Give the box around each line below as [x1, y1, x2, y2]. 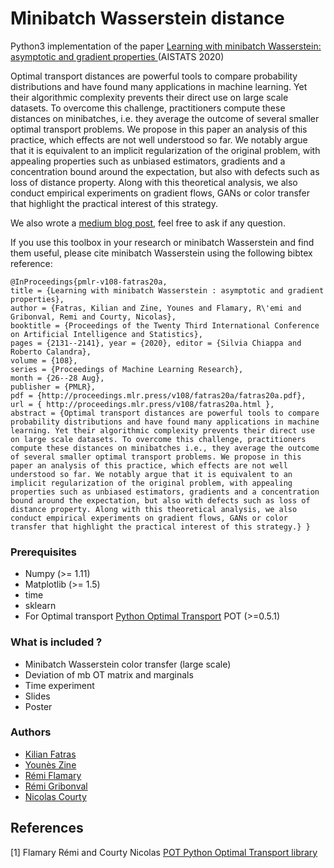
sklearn [24, 600, 57, 612]
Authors [10, 725, 52, 739]
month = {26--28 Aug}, [10, 373, 105, 383]
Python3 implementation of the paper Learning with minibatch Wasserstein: [10, 40, 322, 52]
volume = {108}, [10, 355, 78, 366]
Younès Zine [24, 758, 77, 771]
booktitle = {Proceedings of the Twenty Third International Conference [10, 320, 320, 331]
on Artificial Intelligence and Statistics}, [10, 329, 203, 339]
